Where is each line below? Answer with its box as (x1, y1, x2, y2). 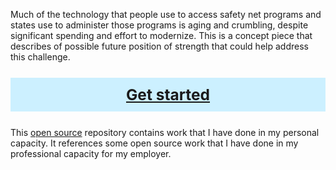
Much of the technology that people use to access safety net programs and (10, 9, 322, 20)
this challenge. (10, 51, 71, 63)
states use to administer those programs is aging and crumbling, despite (10, 19, 309, 31)
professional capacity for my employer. (10, 147, 172, 159)
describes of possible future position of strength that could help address (10, 40, 309, 52)
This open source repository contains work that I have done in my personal (10, 126, 320, 138)
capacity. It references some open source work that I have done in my (10, 137, 299, 149)
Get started (125, 84, 211, 104)
